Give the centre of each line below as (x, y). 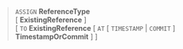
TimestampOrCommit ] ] (56, 36)
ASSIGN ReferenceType (53, 11)
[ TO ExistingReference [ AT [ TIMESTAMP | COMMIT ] (95, 28)
